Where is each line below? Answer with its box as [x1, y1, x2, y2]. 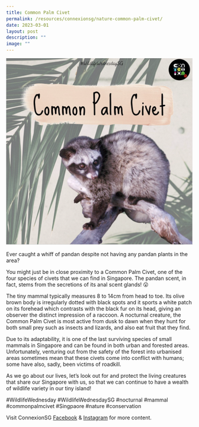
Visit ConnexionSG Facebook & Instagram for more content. [6, 414, 152, 421]
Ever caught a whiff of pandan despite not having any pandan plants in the [6, 251, 188, 258]
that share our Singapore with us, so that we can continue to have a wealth [6, 378, 189, 385]
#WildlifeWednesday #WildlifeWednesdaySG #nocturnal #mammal [6, 396, 168, 403]
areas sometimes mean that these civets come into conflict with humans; [6, 355, 185, 362]
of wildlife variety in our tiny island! [6, 385, 92, 392]
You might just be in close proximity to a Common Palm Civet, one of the [6, 269, 183, 276]
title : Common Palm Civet [6, 9, 70, 15]
